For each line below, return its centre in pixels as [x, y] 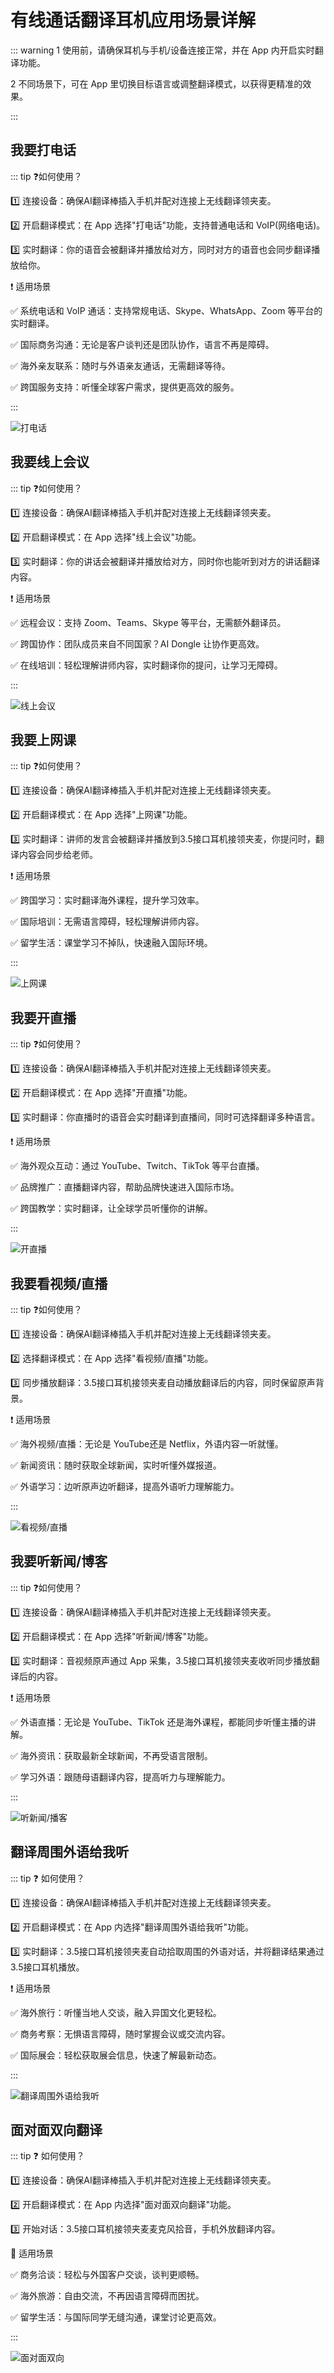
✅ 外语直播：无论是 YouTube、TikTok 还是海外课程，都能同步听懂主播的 [159, 1722]
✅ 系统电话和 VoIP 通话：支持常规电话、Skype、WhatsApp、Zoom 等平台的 [166, 310]
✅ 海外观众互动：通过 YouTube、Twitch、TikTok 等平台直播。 [137, 1166]
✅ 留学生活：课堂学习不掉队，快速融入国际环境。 [111, 943]
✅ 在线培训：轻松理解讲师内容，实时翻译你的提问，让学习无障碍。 [146, 665]
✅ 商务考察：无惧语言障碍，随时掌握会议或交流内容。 [120, 2033]
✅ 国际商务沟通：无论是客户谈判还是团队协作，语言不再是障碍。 [142, 344]
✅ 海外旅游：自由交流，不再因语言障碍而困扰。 [107, 2296]
